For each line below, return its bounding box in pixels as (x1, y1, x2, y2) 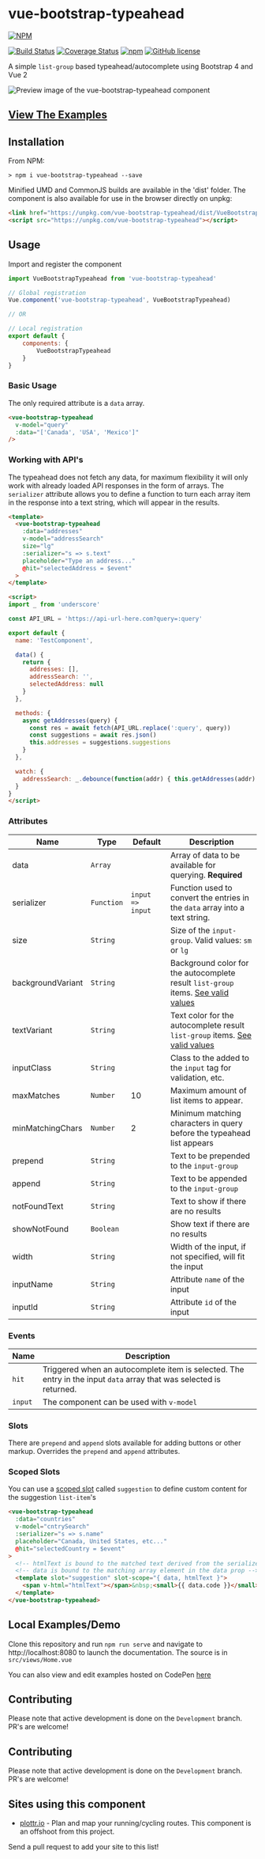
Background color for (170, 957, 249, 968)
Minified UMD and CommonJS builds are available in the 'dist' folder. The (8, 185, 246, 195)
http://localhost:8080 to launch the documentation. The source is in (8, 1647, 228, 1657)
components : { (22, 339, 69, 347)
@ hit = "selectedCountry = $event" (15, 1544, 125, 1553)
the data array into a (170, 902, 244, 913)
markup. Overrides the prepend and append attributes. (8, 1447, 181, 1456)
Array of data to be (170, 850, 241, 861)
